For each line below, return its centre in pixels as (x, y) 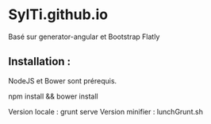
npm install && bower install (53, 96)
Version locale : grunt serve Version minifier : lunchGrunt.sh (106, 111)
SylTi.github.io (58, 15)
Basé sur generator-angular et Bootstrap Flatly (84, 37)
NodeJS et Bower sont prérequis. (63, 80)
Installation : (40, 62)
